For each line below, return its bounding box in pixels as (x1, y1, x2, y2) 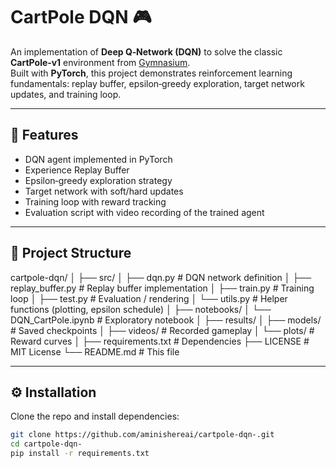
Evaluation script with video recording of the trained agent (24, 206, 265, 218)
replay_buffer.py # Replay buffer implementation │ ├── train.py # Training (10, 282, 315, 294)
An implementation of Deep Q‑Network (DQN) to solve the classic (10, 45, 283, 58)
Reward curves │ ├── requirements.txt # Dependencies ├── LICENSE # (10, 335, 310, 347)
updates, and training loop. (10, 88, 122, 100)
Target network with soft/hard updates (24, 185, 184, 197)
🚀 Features (10, 127, 79, 144)
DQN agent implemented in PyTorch (24, 153, 173, 165)
